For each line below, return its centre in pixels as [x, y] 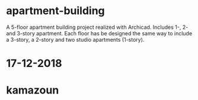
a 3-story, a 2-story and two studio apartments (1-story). [75, 39]
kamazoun [33, 90]
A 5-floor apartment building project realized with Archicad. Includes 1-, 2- [97, 27]
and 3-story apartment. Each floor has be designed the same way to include [99, 33]
